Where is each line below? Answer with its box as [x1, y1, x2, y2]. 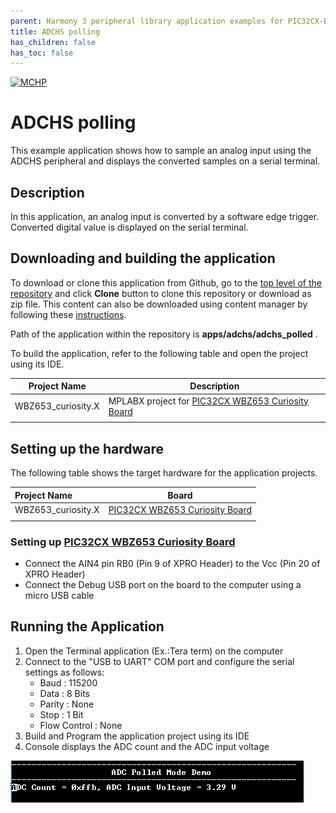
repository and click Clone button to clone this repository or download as [10, 287, 312, 299]
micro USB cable [24, 589, 95, 601]
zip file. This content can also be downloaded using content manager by [10, 298, 308, 310]
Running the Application [10, 618, 165, 635]
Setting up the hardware [10, 440, 165, 457]
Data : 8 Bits [39, 687, 90, 699]
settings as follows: [24, 666, 105, 678]
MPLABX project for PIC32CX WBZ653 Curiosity [108, 395, 309, 407]
